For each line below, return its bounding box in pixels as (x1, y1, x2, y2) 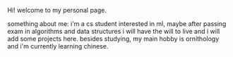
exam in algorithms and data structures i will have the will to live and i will (7, 27, 220, 35)
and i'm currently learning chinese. (7, 42, 109, 50)
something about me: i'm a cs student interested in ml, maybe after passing (7, 20, 227, 27)
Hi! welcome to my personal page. (7, 6, 107, 14)
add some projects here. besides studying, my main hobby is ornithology (7, 34, 220, 43)
